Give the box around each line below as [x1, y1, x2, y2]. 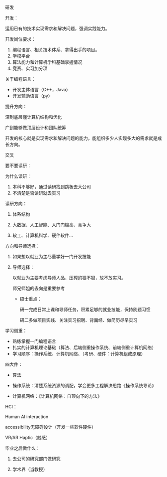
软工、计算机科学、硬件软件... [12, 232, 73, 238]
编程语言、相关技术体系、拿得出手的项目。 [12, 47, 100, 52]
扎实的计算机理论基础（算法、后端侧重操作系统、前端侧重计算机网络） [12, 344, 157, 350]
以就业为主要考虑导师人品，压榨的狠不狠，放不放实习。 [12, 275, 126, 281]
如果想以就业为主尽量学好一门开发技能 [12, 254, 91, 259]
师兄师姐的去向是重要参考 [12, 286, 65, 291]
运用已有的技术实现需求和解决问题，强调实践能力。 [5, 25, 110, 31]
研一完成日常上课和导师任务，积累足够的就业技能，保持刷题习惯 [19, 307, 151, 313]
